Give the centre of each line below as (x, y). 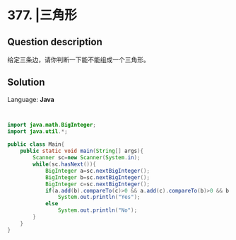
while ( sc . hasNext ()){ (65, 164)
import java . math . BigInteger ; (52, 125)
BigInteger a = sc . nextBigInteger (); (98, 171)
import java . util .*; (38, 131)
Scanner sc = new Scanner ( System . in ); (87, 158)
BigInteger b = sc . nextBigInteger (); (98, 177)
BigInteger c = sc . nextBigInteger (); (98, 184)
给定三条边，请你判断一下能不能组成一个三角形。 (78, 59)
